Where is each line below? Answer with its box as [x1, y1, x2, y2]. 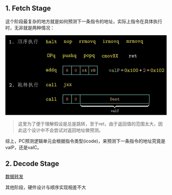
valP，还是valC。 [5, 144, 42, 150]
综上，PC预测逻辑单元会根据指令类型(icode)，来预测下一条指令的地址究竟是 [5, 138, 165, 144]
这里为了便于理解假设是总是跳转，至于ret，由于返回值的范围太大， [17, 120, 159, 127]
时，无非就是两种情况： [5, 25, 55, 31]
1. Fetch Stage [5, 4, 51, 13]
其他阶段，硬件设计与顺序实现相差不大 [5, 184, 86, 190]
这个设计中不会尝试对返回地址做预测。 [22, 127, 103, 133]
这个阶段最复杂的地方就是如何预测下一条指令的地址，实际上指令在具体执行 [5, 18, 162, 25]
